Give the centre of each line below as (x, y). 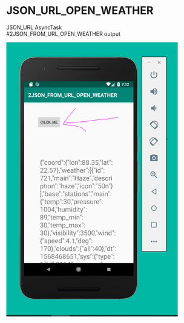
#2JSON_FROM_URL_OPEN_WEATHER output (64, 33)
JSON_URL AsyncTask (34, 27)
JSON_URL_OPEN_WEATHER (80, 11)
